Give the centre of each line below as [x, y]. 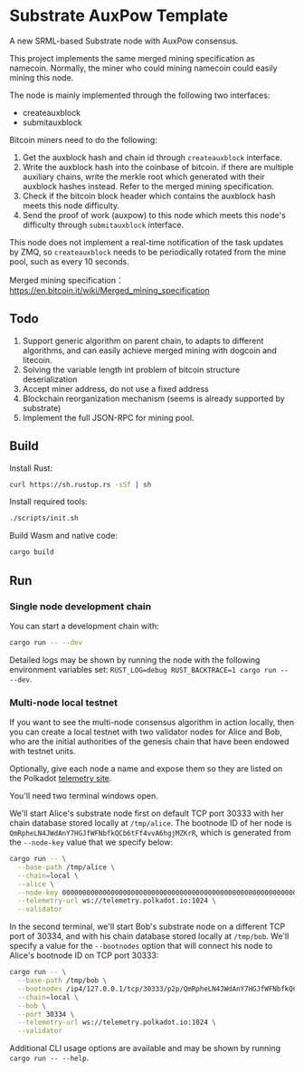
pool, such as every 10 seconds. [69, 261]
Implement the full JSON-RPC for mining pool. [108, 417]
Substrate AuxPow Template [119, 16]
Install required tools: [48, 502]
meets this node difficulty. [71, 206]
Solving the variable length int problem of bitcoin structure [131, 369]
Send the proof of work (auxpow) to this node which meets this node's [154, 215]
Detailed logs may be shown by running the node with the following [135, 660]
